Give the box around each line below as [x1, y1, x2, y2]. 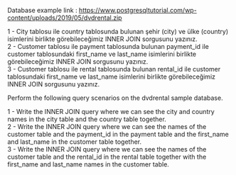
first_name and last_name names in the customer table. [7, 160, 169, 169]
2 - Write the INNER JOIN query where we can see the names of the [7, 123, 207, 130]
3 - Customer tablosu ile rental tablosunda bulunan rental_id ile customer [7, 65, 221, 73]
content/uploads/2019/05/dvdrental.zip [7, 13, 122, 22]
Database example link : [7, 6, 77, 14]
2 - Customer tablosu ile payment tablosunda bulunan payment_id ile [7, 43, 210, 50]
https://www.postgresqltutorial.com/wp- [78, 6, 197, 14]
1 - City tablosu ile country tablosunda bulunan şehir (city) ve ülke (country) [7, 28, 229, 35]
